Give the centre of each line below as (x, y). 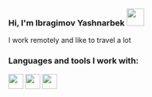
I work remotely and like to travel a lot (70, 41)
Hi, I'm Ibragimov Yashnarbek (66, 22)
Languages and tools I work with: (74, 61)
